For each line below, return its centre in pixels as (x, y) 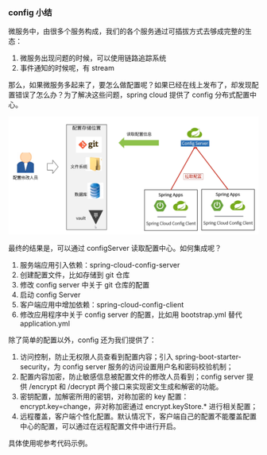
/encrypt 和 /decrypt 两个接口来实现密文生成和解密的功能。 (126, 387)
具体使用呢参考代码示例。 (50, 443)
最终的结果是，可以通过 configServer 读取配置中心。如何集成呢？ (115, 249)
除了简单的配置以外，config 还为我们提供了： (82, 340)
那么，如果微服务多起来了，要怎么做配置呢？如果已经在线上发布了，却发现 (130, 85)
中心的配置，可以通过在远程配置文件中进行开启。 (100, 426)
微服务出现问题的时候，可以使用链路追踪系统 (93, 58)
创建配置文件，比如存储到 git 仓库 (75, 275)
